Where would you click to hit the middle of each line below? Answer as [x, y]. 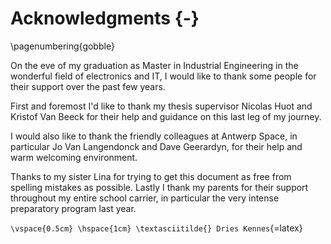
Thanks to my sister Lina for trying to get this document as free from [151, 176]
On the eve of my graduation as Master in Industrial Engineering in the [154, 65]
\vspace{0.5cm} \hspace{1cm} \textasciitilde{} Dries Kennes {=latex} [156, 228]
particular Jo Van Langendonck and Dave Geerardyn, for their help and [156, 146]
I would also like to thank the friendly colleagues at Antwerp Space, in [154, 136]
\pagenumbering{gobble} [62, 46]
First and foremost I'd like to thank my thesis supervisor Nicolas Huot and [161, 106]
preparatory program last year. [73, 208]
